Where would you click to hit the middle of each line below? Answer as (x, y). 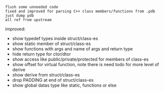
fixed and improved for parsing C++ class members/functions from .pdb (80, 11)
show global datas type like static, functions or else (64, 85)
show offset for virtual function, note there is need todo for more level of (85, 64)
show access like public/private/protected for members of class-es (80, 59)
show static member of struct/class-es (51, 44)
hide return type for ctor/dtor (42, 54)
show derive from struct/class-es (46, 75)
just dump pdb (20, 16)
